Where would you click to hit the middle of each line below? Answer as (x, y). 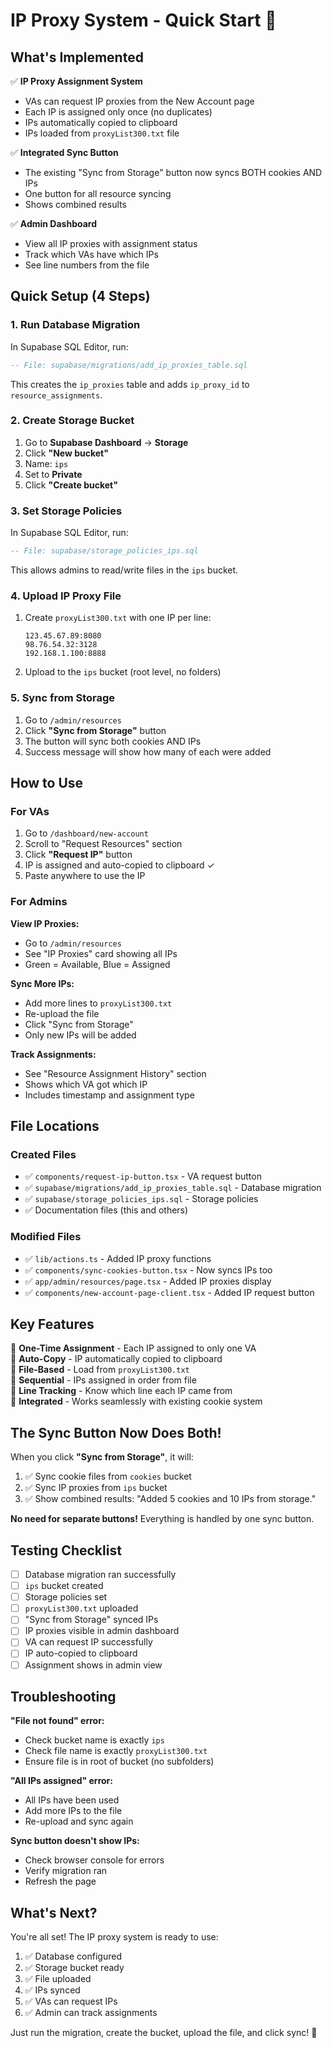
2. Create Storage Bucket (72, 421)
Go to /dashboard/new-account (86, 833)
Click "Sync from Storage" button (95, 730)
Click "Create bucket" (71, 485)
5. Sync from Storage (63, 698)
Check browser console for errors (94, 1860)
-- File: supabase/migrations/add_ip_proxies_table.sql (129, 365)
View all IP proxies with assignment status (111, 243)
